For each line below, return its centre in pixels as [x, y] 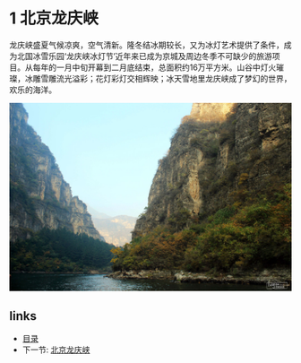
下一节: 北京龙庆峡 [56, 350]
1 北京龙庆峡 [54, 18]
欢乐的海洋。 [33, 90]
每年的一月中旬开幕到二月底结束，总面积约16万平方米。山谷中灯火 [155, 67]
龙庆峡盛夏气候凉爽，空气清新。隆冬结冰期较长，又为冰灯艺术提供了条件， [146, 45]
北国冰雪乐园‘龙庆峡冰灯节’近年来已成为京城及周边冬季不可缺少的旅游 [145, 56]
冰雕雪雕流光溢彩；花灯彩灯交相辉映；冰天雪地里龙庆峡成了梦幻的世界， [158, 78]
